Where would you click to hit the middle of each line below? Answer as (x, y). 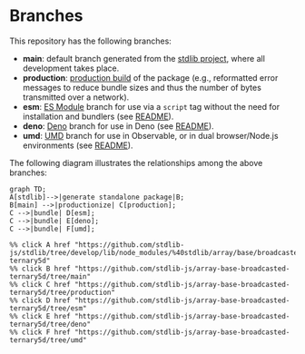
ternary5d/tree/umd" (49, 340)
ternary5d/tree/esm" (49, 308)
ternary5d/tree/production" (63, 292)
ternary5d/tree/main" (50, 276)
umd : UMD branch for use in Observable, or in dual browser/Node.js (150, 135)
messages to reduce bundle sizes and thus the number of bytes (142, 87)
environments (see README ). (78, 145)
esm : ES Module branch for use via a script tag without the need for (151, 106)
